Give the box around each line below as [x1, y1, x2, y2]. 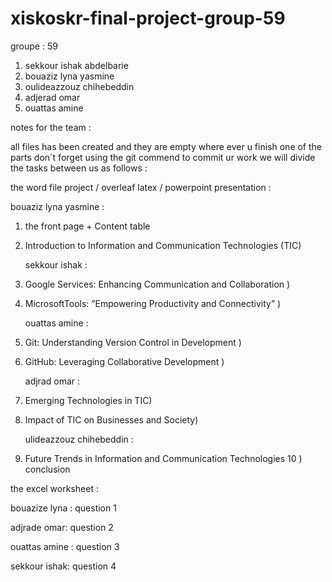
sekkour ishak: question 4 [10, 560, 117, 572]
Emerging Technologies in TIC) [24, 394, 153, 406]
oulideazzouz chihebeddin [24, 80, 135, 92]
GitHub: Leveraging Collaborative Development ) [24, 355, 225, 367]
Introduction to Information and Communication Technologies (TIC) [24, 239, 302, 251]
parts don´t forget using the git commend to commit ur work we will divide [10, 151, 316, 163]
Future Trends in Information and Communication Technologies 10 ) [24, 452, 303, 464]
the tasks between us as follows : [10, 162, 148, 174]
